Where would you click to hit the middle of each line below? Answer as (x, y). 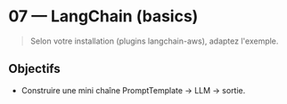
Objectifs (35, 69)
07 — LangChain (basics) (103, 16)
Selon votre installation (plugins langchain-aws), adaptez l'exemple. (154, 41)
